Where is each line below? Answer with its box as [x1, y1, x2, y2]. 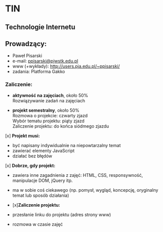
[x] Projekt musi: [5, 133, 40, 139]
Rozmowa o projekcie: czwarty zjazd [12, 112, 88, 118]
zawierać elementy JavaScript [12, 148, 75, 154]
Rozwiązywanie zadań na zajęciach [12, 97, 85, 103]
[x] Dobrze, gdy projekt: [5, 162, 56, 168]
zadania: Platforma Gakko [12, 69, 66, 75]
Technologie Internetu [5, 23, 76, 31]
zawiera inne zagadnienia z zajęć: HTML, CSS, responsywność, [12, 172, 143, 178]
